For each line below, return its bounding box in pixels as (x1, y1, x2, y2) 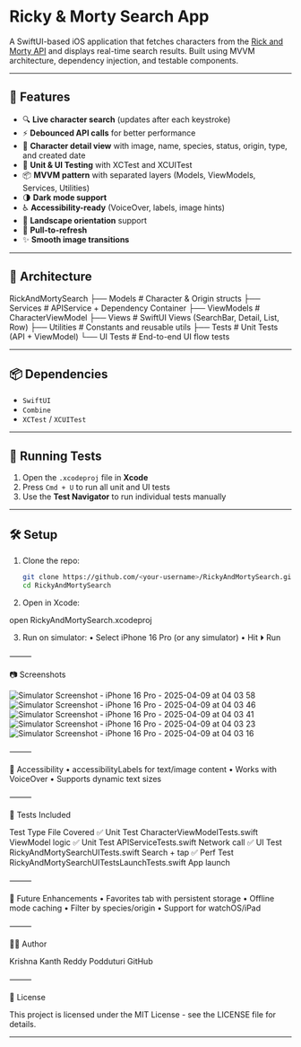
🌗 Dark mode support (21, 191, 107, 203)
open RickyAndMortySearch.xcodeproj (9, 614, 152, 625)
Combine (21, 406, 51, 415)
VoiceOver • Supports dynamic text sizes (9, 773, 162, 784)
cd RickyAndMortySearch (21, 581, 112, 590)
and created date (21, 150, 86, 161)
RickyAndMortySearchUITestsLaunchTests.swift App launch (9, 857, 231, 867)
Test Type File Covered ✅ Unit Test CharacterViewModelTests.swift (9, 826, 258, 837)
